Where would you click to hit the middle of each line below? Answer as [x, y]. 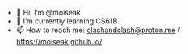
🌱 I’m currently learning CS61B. [67, 21]
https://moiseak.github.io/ [59, 42]
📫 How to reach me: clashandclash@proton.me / [98, 30]
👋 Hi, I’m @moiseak [48, 12]
